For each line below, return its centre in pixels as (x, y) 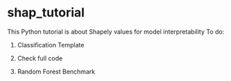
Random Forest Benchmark (56, 71)
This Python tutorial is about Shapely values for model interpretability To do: (116, 32)
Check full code (40, 58)
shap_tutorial (46, 13)
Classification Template (51, 45)
